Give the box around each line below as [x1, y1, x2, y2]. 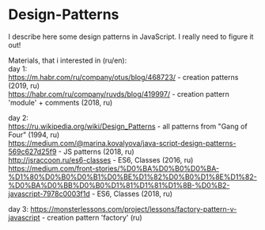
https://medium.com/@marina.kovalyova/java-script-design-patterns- [8, 138, 237, 148]
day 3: [8, 204, 29, 213]
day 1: [8, 63, 28, 73]
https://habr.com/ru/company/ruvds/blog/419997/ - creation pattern [8, 89, 229, 98]
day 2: [8, 113, 29, 122]
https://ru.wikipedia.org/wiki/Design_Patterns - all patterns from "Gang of [8, 121, 248, 131]
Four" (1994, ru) [8, 129, 60, 140]
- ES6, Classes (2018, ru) [92, 189, 172, 198]
